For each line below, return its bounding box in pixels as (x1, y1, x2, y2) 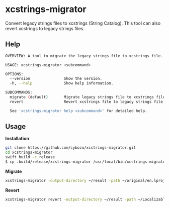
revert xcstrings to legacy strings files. (5, 25, 84, 31)
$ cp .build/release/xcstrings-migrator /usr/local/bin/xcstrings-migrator (5, 159, 167, 164)
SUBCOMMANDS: (5, 90, 33, 95)
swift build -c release (5, 155, 55, 160)
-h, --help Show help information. (10, 81, 114, 86)
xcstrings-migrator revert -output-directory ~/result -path (5, 197, 136, 202)
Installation (5, 136, 29, 142)
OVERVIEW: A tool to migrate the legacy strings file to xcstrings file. (5, 53, 163, 58)
